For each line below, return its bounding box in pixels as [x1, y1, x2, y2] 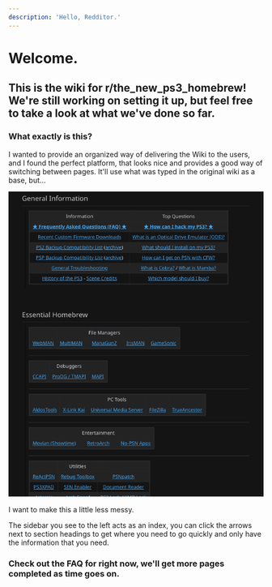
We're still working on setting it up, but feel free [8, 94, 253, 108]
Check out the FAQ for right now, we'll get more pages [8, 558, 225, 569]
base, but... [8, 175, 46, 185]
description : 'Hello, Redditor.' [8, 13, 121, 21]
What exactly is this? [8, 131, 93, 142]
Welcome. [8, 49, 79, 67]
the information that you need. [8, 538, 109, 547]
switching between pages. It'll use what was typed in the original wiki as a [8, 166, 256, 176]
